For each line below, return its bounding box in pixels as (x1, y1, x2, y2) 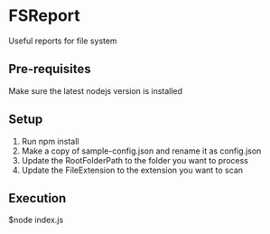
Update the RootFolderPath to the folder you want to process (21, 154, 249, 165)
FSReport (8, 5, 80, 26)
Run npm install (21, 136, 79, 146)
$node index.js (8, 214, 64, 226)
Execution (8, 191, 67, 206)
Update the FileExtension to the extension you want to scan (21, 164, 244, 175)
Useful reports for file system (8, 35, 118, 46)
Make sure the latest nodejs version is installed (8, 85, 182, 96)
